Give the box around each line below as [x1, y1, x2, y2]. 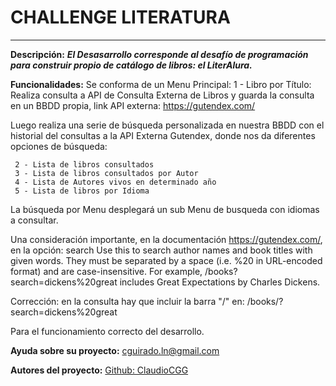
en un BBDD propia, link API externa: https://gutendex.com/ [10, 99, 256, 111]
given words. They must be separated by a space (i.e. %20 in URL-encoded [10, 254, 323, 266]
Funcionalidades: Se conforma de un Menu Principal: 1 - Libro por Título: [10, 78, 312, 90]
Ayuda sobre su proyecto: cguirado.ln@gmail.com [10, 344, 220, 356]
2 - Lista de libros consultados [14, 159, 155, 170]
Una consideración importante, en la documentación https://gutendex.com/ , [10, 233, 323, 245]
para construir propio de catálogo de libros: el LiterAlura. [10, 59, 253, 71]
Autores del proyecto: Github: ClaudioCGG [10, 364, 189, 376]
